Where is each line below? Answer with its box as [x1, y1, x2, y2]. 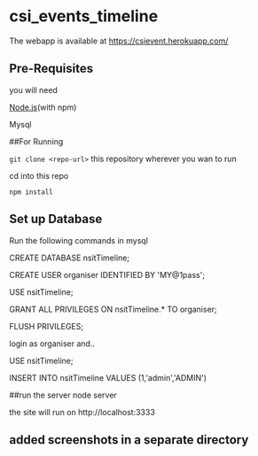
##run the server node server [9, 390, 117, 400]
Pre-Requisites [9, 61, 94, 76]
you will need [9, 84, 58, 95]
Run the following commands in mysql [9, 235, 149, 245]
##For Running [9, 135, 64, 147]
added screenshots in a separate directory [9, 432, 249, 447]
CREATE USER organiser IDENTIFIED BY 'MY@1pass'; [9, 269, 206, 280]
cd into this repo [9, 170, 69, 181]
